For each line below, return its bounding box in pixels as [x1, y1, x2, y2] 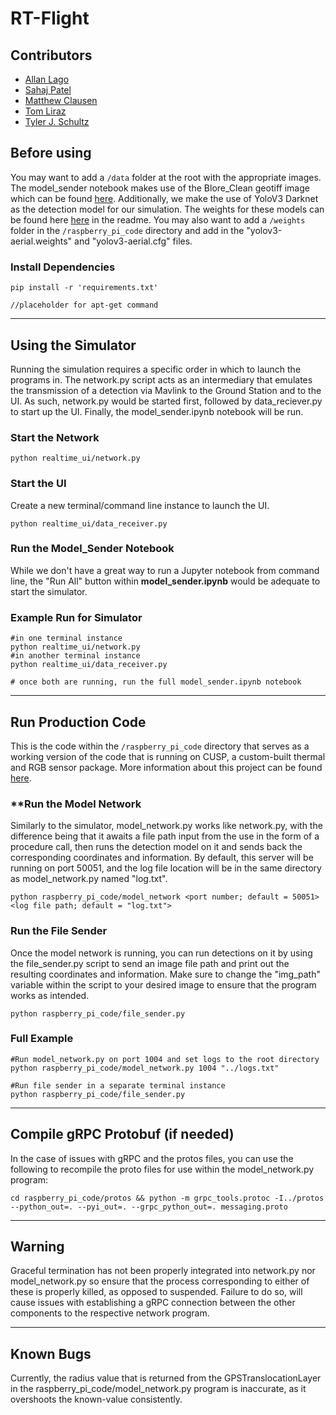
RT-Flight [10, 7, 90, 30]
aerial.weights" [10, 235, 73, 247]
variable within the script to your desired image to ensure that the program [10, 978, 317, 991]
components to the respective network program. [10, 1307, 210, 1319]
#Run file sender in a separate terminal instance [10, 1080, 226, 1091]
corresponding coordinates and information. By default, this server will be [10, 852, 314, 864]
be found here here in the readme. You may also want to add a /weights [10, 213, 306, 226]
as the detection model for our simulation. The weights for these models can [10, 203, 325, 215]
